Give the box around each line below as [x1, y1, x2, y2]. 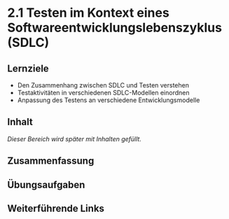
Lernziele [7, 62, 49, 74]
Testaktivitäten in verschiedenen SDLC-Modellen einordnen [17, 89, 190, 97]
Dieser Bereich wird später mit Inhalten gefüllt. [7, 134, 142, 143]
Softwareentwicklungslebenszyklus [7, 20, 223, 36]
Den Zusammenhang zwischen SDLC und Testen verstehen [17, 81, 189, 89]
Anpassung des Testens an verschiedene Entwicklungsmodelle [17, 96, 200, 104]
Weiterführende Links [7, 202, 105, 214]
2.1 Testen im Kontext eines [7, 5, 169, 21]
